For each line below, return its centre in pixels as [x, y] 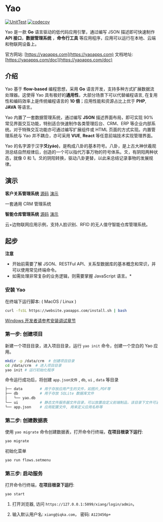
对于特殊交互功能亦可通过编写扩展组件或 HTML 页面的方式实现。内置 [82, 130]
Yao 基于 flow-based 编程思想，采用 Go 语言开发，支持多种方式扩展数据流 [80, 89]
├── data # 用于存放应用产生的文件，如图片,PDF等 [58, 389]
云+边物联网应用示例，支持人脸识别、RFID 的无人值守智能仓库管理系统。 [78, 224]
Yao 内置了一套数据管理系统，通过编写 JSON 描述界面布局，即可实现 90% [79, 117]
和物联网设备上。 [22, 44]
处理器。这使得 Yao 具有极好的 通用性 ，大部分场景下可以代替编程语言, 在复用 [81, 95]
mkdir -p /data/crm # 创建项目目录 [40, 361]
